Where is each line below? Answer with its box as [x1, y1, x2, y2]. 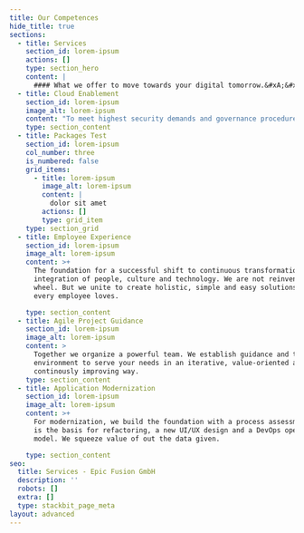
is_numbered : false [25, 156, 100, 166]
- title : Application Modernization [17, 383, 156, 392]
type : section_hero [25, 64, 100, 73]
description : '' [17, 476, 79, 485]
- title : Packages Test [17, 131, 107, 141]
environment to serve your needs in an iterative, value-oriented [33, 358, 290, 367]
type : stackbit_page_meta [17, 500, 116, 510]
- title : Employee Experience [17, 232, 131, 241]
